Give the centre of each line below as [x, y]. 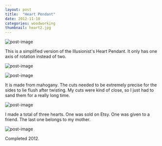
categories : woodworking [30, 23]
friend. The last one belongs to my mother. [48, 120]
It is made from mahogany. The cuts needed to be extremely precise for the [81, 85]
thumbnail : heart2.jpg [28, 28]
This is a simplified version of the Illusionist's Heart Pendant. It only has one [81, 51]
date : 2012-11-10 [23, 19]
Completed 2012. [22, 139]
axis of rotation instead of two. [36, 56]
